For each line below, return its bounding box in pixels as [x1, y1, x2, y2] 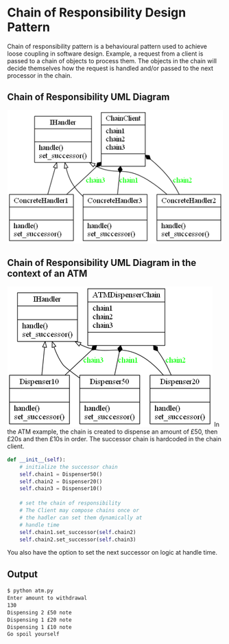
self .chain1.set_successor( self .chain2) [19, 529, 136, 535]
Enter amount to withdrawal [7, 595, 88, 602]
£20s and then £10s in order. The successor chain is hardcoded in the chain [7, 434, 221, 443]
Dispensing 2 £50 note [7, 609, 72, 616]
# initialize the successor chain [19, 463, 118, 470]
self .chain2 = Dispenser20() [19, 478, 103, 485]
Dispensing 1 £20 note [7, 617, 72, 623]
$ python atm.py [7, 588, 53, 595]
